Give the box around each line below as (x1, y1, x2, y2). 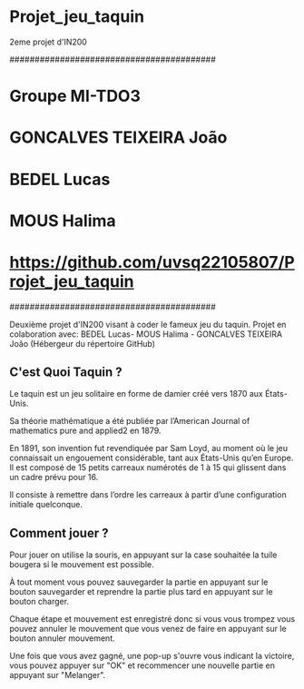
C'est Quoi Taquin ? (9, 365, 123, 380)
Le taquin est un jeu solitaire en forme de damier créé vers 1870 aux (9, 389, 263, 399)
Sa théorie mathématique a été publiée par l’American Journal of (9, 416, 250, 427)
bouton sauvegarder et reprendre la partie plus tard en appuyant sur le (9, 586, 274, 597)
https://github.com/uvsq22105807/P (9, 251, 295, 272)
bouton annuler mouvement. (9, 633, 115, 644)
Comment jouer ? (9, 525, 109, 541)
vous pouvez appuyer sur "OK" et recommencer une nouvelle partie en (9, 660, 275, 671)
